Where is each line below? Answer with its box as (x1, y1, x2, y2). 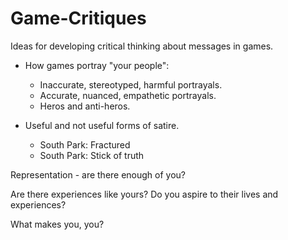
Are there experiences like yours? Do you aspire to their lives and (10, 188, 279, 200)
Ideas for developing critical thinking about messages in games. (10, 40, 274, 52)
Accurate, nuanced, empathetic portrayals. (39, 89, 217, 101)
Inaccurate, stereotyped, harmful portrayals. (39, 78, 223, 91)
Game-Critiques (10, 7, 147, 30)
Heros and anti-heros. (39, 100, 131, 112)
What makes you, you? (10, 218, 105, 230)
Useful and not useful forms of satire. (24, 119, 180, 131)
